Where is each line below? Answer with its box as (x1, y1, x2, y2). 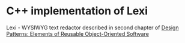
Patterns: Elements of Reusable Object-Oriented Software (6, 30, 149, 37)
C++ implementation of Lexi (6, 4, 148, 18)
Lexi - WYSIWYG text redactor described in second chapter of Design (6, 24, 179, 31)
